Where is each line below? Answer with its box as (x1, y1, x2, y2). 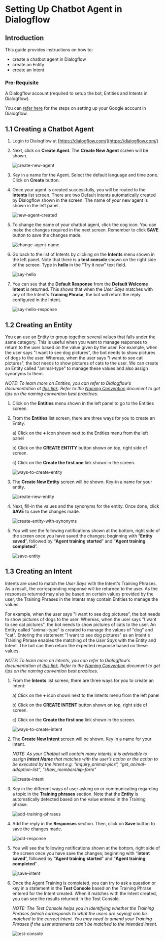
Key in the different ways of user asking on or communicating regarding (12, 785, 158, 792)
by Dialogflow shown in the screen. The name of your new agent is (12, 197, 148, 203)
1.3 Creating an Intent (5, 567, 72, 576)
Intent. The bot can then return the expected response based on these (5, 642, 148, 648)
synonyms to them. (5, 370, 44, 376)
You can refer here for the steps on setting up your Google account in (5, 105, 146, 111)
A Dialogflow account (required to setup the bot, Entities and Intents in (5, 90, 148, 96)
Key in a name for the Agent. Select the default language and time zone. (12, 172, 159, 178)
